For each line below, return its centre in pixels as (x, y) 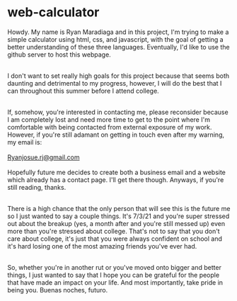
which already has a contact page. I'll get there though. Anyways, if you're (116, 180)
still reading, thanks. (37, 187)
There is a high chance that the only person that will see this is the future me (119, 208)
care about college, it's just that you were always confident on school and (115, 239)
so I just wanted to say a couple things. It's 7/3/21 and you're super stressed (118, 216)
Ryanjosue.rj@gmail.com (44, 157)
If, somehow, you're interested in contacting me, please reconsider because (118, 112)
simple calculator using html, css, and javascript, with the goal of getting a (116, 39)
